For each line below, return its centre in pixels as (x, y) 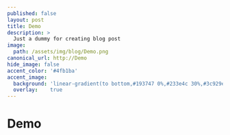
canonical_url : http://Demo (47, 58)
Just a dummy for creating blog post (67, 39)
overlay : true (38, 90)
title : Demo (24, 26)
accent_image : (27, 77)
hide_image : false (33, 64)
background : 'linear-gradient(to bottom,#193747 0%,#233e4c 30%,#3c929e (119, 84)
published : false (32, 13)
